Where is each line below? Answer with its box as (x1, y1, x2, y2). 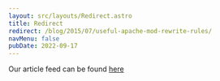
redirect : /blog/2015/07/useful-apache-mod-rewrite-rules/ (8, 27, 213, 35)
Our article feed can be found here (8, 64, 124, 74)
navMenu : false (8, 34, 60, 43)
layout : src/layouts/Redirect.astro (8, 11, 132, 20)
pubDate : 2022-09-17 (8, 42, 79, 50)
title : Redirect (8, 19, 63, 28)
